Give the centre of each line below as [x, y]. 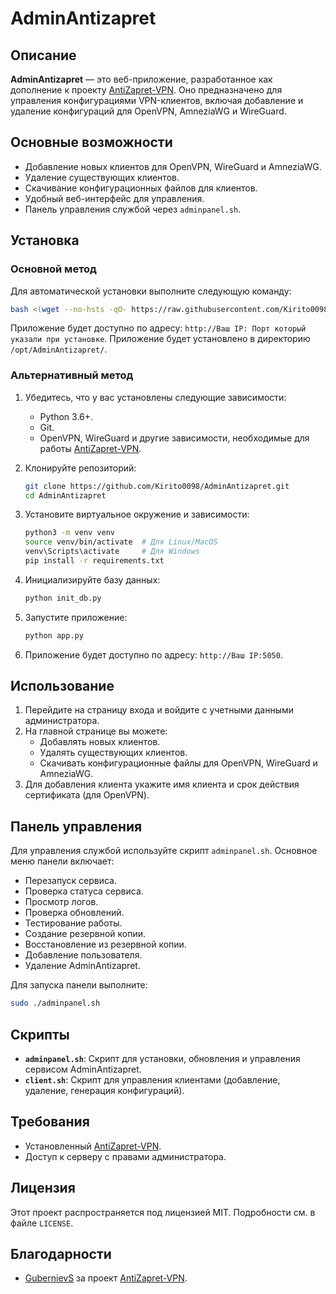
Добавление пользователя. [83, 955]
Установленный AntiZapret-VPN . [93, 1146]
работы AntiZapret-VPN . [90, 448]
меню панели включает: [62, 861]
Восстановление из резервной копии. [105, 944]
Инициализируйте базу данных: [92, 579]
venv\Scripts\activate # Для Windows [112, 552]
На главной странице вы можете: [96, 731]
